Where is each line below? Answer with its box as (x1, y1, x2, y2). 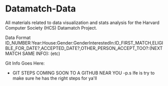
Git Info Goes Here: (5, 60, 45, 66)
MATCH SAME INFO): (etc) (5, 50, 60, 56)
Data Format (5, 34, 31, 40)
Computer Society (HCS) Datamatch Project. (5, 24, 97, 30)
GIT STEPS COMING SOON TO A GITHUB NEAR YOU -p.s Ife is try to (12, 69, 155, 75)
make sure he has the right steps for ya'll (12, 75, 97, 81)
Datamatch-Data (5, 3, 76, 14)
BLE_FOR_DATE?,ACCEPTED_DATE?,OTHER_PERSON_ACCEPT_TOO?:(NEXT (5, 45, 163, 51)
